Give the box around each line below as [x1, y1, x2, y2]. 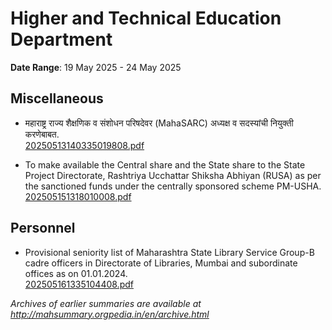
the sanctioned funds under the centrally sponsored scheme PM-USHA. [24, 180, 322, 192]
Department [10, 28, 113, 51]
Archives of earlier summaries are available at [10, 297, 202, 309]
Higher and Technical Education [10, 7, 282, 30]
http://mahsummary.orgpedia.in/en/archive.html [10, 308, 210, 320]
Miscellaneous [10, 90, 104, 107]
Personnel [10, 220, 76, 237]
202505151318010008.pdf [24, 190, 132, 202]
